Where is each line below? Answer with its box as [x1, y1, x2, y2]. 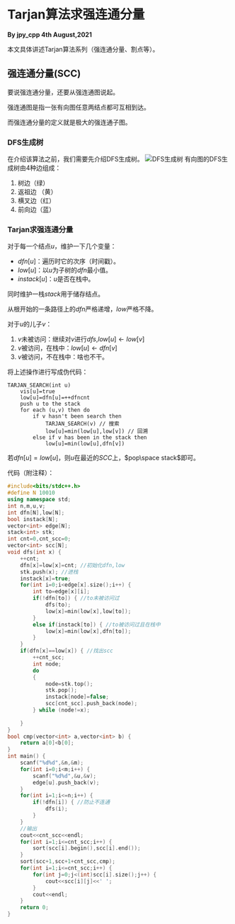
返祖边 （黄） [17, 188, 57, 196]
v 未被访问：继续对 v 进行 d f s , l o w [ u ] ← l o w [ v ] [17, 335, 145, 343]
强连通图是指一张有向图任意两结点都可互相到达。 [7, 103, 150, 111]
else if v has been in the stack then [33, 434, 147, 441]
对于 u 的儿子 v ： [7, 320, 52, 329]
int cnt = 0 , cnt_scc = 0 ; [7, 535, 71, 542]
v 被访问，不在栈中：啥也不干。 [17, 353, 108, 361]
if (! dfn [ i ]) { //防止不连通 [33, 799, 110, 806]
